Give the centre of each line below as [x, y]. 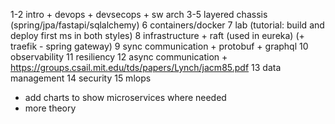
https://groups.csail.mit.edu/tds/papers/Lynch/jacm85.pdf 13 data [146, 67]
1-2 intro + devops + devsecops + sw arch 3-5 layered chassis [139, 14]
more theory [50, 108]
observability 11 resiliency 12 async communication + [119, 57]
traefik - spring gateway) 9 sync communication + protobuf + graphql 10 [159, 46]
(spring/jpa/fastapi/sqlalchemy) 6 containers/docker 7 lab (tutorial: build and [167, 25]
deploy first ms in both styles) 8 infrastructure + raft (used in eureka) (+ [157, 35]
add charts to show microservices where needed [125, 97]
